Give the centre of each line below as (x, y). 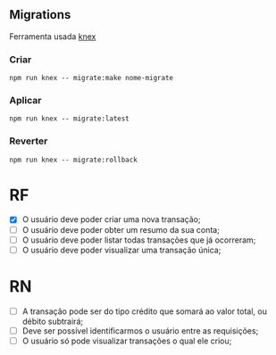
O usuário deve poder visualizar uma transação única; (121, 250)
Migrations (40, 15)
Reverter (29, 141)
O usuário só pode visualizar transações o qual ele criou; (127, 341)
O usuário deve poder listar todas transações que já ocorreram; (139, 240)
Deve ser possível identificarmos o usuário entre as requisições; (140, 330)
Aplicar (25, 100)
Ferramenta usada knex (53, 36)
